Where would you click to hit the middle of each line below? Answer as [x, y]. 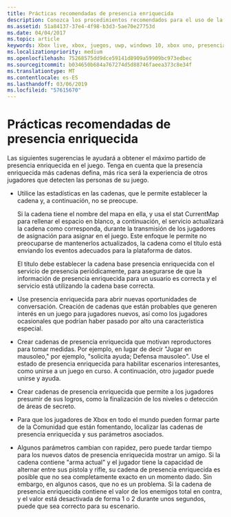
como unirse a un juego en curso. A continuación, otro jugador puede [115, 371]
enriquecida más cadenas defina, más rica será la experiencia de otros [108, 173]
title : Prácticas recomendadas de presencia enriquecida [90, 13]
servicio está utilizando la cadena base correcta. [86, 286]
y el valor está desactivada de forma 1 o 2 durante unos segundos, [111, 499]
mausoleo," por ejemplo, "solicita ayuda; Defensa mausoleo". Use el [113, 357]
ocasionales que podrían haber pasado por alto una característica [110, 321]
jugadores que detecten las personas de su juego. [78, 180]
